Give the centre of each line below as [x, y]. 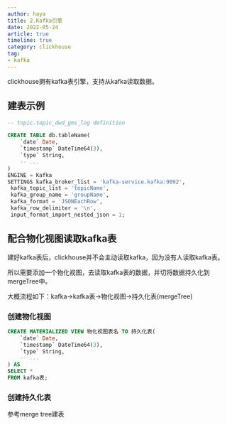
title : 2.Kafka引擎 [35, 21]
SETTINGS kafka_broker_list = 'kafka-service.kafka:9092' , [96, 182]
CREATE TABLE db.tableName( [49, 136]
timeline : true [30, 41]
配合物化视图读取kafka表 [62, 239]
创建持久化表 [29, 397]
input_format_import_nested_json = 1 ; [68, 215]
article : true [28, 34]
